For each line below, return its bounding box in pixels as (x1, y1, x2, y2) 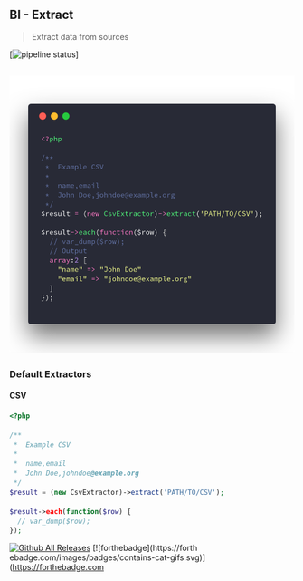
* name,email (13, 460, 67, 469)
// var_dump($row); (17, 517, 91, 526)
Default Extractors (9, 367, 92, 380)
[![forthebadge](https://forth (92, 543, 198, 554)
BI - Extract (9, 7, 74, 23)
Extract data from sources (31, 31, 129, 42)
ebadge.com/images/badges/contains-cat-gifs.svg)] (9, 552, 206, 563)
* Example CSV (13, 440, 71, 450)
